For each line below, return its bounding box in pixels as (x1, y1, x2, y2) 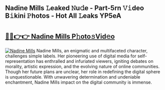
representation (5, 58, 35, 64)
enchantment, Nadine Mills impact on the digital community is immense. (5, 79, 152, 85)
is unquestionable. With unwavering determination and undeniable (5, 74, 141, 80)
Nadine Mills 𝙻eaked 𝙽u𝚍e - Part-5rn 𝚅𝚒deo (5, 4, 144, 12)
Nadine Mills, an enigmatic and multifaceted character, (36, 48, 148, 53)
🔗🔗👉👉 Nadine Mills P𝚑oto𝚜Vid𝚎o (5, 32, 115, 41)
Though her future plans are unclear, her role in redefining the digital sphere (5, 69, 161, 75)
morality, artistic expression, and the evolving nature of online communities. (5, 64, 160, 69)
